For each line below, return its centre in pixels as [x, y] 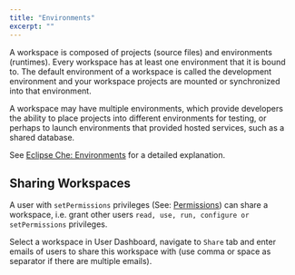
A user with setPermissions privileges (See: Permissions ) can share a [139, 205]
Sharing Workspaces [70, 183]
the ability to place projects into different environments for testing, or [138, 118]
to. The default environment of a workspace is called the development [141, 71]
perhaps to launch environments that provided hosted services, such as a [147, 127]
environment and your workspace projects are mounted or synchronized [145, 81]
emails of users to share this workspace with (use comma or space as [140, 251]
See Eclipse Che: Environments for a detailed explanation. [118, 154]
